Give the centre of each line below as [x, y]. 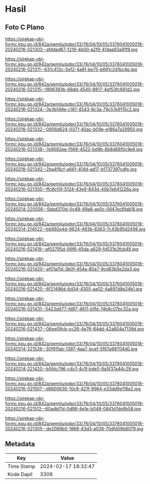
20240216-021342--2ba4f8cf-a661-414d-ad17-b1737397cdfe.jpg [71, 169]
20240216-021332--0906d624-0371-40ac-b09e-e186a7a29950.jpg [74, 129]
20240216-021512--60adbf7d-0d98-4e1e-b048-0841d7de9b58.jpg [73, 409]
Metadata [20, 444]
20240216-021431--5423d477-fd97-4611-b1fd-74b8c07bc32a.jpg [72, 309]
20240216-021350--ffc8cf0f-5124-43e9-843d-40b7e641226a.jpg [72, 189]
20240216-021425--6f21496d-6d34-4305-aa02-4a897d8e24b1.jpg [74, 289]
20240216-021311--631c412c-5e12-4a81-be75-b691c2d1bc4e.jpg [71, 69]
